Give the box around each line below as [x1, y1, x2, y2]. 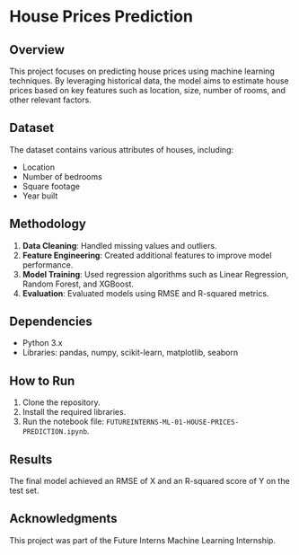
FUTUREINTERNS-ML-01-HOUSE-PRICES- [106, 418, 240, 427]
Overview [9, 42, 66, 57]
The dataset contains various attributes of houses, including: [9, 144, 234, 154]
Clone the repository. [22, 397, 101, 408]
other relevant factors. [9, 94, 92, 105]
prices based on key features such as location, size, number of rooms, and [9, 85, 286, 95]
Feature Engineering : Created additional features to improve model [22, 250, 272, 260]
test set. [9, 485, 40, 496]
